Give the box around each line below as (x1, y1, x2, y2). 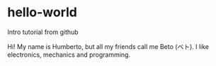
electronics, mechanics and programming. (7, 50, 131, 59)
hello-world (7, 4, 78, 21)
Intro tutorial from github (7, 28, 79, 36)
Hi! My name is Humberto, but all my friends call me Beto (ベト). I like (7, 42, 209, 50)
